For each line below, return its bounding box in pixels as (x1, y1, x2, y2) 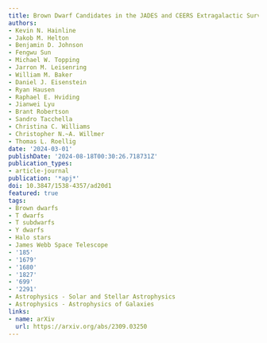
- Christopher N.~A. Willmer (8, 130, 105, 138)
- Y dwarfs (8, 226, 44, 235)
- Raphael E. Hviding (8, 93, 80, 101)
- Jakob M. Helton (8, 33, 69, 42)
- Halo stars (8, 234, 52, 242)
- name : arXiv (8, 315, 56, 323)
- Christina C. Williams (8, 123, 91, 131)
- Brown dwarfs (8, 204, 59, 212)
